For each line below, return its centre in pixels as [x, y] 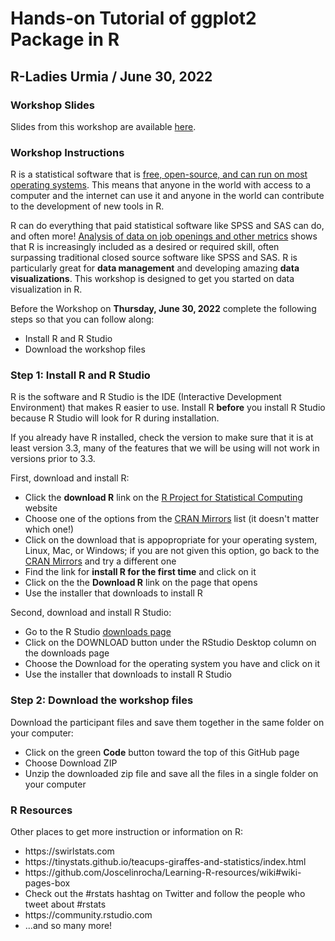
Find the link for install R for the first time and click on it [140, 572]
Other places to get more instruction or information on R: [127, 832]
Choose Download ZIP [71, 763]
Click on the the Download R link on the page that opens [141, 583]
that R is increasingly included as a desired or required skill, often [145, 247]
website [41, 508]
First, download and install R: [70, 478]
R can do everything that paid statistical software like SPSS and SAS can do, [167, 226]
